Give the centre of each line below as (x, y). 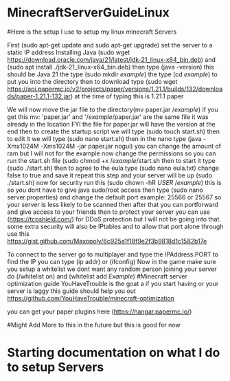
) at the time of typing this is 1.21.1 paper (127, 96)
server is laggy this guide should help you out (71, 291)
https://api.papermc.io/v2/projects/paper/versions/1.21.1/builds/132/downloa (115, 89)
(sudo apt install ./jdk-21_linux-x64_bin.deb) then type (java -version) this (111, 67)
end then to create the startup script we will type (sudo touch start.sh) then (113, 131)
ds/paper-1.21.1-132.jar (39, 96)
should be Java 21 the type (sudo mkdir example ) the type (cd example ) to (112, 74)
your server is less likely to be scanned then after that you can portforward (113, 204)
